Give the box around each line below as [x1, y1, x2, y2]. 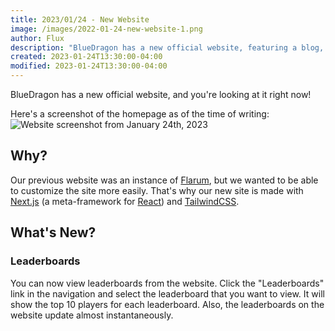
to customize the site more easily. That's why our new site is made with [10, 184, 304, 196]
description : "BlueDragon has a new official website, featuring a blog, [10, 42, 325, 53]
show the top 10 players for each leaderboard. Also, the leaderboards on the [10, 298, 325, 310]
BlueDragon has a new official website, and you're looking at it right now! [10, 89, 312, 100]
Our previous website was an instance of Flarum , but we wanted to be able [10, 174, 319, 186]
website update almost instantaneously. [10, 309, 174, 321]
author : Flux [10, 33, 65, 43]
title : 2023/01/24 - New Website [10, 14, 150, 25]
